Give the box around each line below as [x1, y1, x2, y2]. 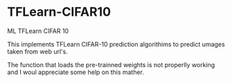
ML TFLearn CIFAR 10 [7, 27, 69, 35]
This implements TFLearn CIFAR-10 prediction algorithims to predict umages [7, 40, 225, 48]
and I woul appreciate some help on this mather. [7, 68, 144, 76]
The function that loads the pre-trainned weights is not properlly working [7, 60, 215, 69]
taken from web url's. [7, 47, 68, 56]
